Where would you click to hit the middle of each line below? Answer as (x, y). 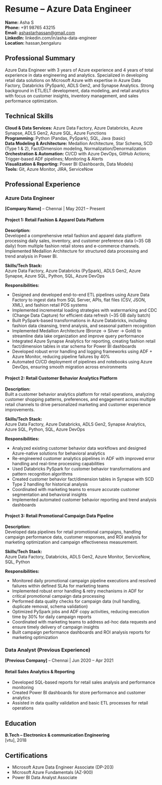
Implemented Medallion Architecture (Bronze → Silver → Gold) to (77, 331)
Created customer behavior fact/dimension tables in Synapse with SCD (83, 479)
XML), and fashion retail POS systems (50, 305)
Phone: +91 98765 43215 (30, 27)
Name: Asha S (19, 22)
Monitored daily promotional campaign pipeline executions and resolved (84, 580)
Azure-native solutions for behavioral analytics (59, 453)
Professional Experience (43, 184)
